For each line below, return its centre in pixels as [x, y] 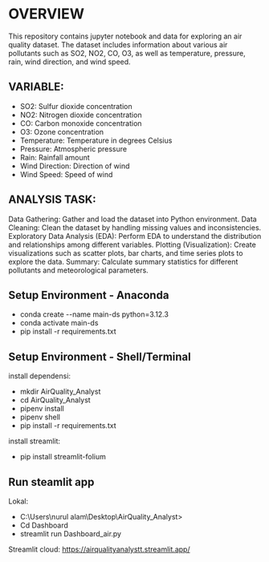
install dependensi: [39, 376]
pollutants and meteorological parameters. [78, 270]
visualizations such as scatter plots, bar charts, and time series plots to [126, 253]
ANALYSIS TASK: [52, 200]
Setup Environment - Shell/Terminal [100, 356]
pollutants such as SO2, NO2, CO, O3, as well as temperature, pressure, [127, 53]
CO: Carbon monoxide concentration [81, 123]
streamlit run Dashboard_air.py [71, 534]
